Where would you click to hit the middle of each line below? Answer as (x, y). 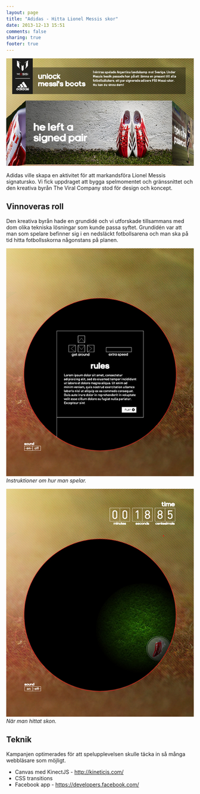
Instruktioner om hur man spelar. (46, 481)
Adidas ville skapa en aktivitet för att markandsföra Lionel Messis (86, 175)
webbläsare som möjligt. (36, 760)
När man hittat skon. (31, 721)
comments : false (26, 32)
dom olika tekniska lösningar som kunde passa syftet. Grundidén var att (94, 227)
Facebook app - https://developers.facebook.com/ (77, 784)
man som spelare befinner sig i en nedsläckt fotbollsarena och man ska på (97, 233)
